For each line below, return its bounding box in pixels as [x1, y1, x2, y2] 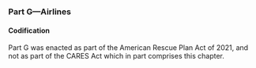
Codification [8, 26, 50, 35]
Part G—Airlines [8, 6, 71, 17]
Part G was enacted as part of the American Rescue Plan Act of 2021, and [8, 43, 249, 52]
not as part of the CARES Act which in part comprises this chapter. [8, 52, 225, 61]
